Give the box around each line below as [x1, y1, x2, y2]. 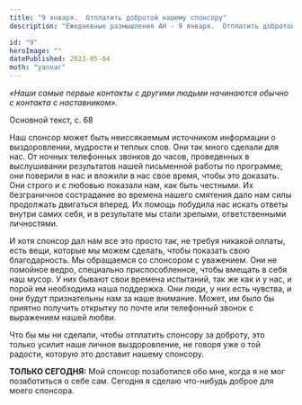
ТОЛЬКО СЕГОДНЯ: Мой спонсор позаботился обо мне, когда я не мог [9, 366, 286, 376]
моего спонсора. [9, 385, 75, 396]
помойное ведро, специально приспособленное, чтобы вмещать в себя [9, 265, 288, 274]
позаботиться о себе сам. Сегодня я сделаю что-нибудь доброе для [9, 375, 274, 386]
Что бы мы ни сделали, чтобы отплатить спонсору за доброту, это [9, 329, 265, 340]
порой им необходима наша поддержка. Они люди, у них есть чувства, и [9, 283, 292, 293]
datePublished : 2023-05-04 [9, 55, 111, 64]
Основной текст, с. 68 [9, 114, 93, 125]
